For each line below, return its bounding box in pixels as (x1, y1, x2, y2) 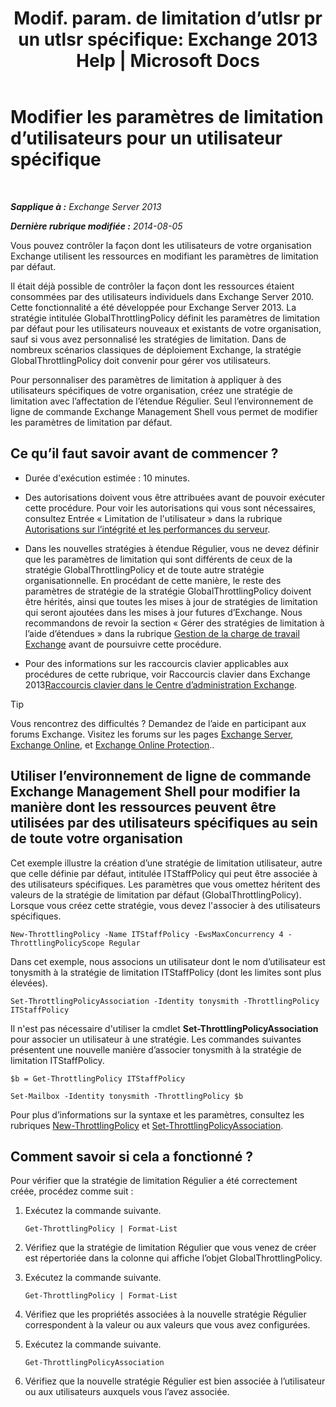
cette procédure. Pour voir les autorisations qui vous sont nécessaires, (24, 502, 317, 514)
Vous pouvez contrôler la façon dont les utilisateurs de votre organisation (10, 239, 312, 251)
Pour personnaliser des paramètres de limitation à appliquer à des (10, 373, 282, 386)
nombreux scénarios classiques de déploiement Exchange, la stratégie (10, 343, 302, 356)
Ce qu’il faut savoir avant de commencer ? (10, 445, 279, 462)
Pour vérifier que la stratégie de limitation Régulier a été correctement (10, 1175, 298, 1187)
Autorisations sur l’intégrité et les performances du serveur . (24, 523, 271, 535)
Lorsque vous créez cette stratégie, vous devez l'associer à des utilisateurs (10, 899, 321, 911)
